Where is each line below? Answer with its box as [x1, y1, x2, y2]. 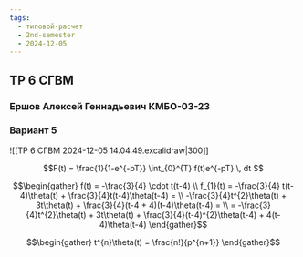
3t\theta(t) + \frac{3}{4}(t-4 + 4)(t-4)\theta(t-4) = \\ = [35, 200, 236, 211]
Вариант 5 [9, 124, 57, 137]
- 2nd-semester [17, 30, 76, 39]
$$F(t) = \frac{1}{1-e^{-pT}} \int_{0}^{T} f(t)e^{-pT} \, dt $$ [42, 162, 265, 173]
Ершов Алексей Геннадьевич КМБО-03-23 [9, 99, 211, 112]
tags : [9, 13, 30, 23]
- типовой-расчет [17, 22, 84, 31]
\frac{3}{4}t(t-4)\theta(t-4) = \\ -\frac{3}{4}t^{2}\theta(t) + [68, 190, 287, 200]
